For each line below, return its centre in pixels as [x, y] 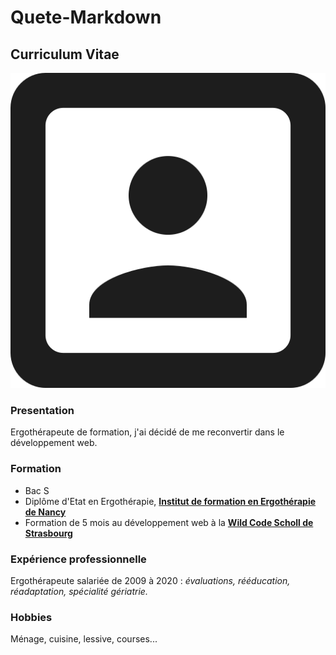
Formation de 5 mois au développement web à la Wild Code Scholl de [169, 522]
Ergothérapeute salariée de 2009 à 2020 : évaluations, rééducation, [150, 580]
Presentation [42, 410]
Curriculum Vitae [65, 54]
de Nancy [45, 512]
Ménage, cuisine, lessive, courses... [84, 639]
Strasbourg [48, 533]
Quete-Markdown [86, 17]
